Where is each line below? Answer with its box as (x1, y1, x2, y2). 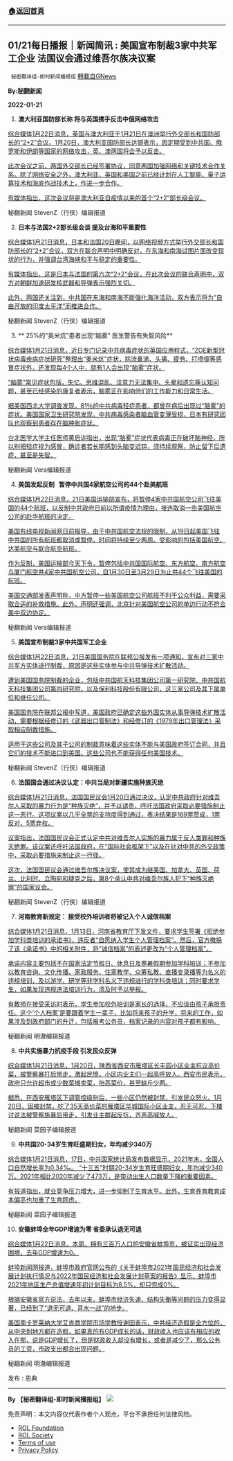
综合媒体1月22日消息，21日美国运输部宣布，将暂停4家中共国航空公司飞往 (8, 495, 216, 504)
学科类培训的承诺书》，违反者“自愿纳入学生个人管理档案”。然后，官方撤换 (13, 936, 223, 944)
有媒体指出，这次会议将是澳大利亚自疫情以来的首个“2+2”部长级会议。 (8, 194, 207, 202)
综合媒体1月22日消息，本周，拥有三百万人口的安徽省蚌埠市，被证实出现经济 (8, 1240, 224, 1248)
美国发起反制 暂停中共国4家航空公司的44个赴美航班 (17, 480, 169, 489)
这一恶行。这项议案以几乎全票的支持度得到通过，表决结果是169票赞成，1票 (8, 811, 221, 819)
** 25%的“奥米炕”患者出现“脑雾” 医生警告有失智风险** (17, 331, 173, 340)
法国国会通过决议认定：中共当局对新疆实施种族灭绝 (17, 778, 164, 787)
